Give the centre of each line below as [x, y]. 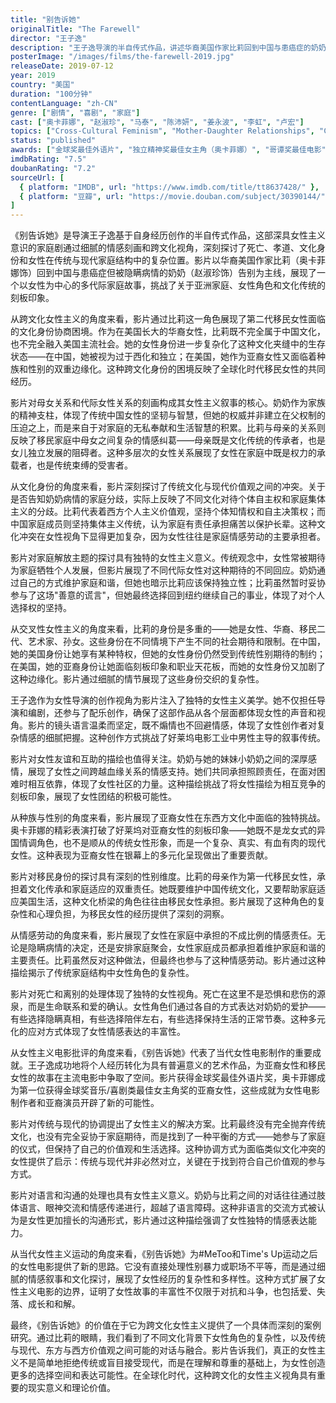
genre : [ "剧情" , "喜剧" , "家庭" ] [75, 112]
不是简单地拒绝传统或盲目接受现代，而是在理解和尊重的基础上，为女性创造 [172, 1363]
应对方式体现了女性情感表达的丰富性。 [106, 1032]
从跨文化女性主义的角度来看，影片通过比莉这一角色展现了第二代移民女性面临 [168, 319]
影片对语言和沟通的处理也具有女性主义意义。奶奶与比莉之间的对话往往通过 [163, 1195]
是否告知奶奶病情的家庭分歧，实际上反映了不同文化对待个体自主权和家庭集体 [168, 499]
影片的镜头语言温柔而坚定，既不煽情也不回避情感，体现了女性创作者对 [172, 725]
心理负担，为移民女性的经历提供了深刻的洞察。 [133, 914]
